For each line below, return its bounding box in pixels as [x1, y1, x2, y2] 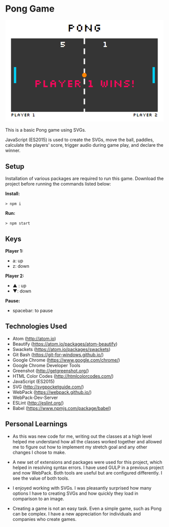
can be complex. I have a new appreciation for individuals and [12, 510, 141, 517]
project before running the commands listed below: [5, 181, 112, 187]
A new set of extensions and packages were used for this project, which [12, 459, 162, 465]
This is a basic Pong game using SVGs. [5, 127, 87, 133]
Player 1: [5, 248, 24, 254]
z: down [12, 263, 29, 269]
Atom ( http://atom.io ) [12, 335, 56, 341]
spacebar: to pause [12, 308, 53, 314]
